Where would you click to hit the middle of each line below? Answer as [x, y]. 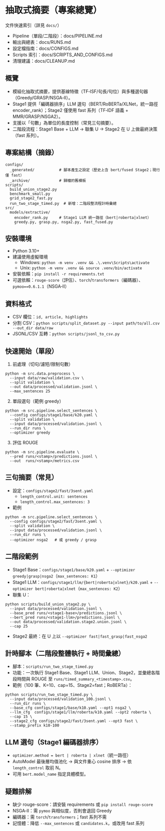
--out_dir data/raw [33, 328]
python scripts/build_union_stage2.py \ [48, 604]
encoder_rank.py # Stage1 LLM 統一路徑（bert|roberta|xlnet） [83, 217]
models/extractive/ [30, 212]
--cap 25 [19, 626]
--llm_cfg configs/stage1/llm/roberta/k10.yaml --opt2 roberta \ [80, 713]
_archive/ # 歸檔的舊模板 [48, 181]
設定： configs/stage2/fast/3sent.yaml [53, 491]
